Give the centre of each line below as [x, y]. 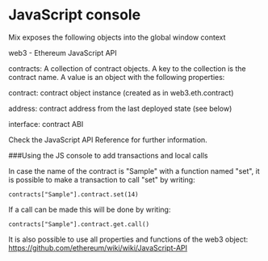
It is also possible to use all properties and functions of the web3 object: [128, 239]
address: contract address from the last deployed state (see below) [120, 108]
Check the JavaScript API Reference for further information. [108, 140]
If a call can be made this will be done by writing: [90, 209]
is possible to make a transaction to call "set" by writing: [102, 179]
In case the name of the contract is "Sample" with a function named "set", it [134, 170]
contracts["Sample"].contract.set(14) [73, 194]
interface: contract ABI [46, 124]
